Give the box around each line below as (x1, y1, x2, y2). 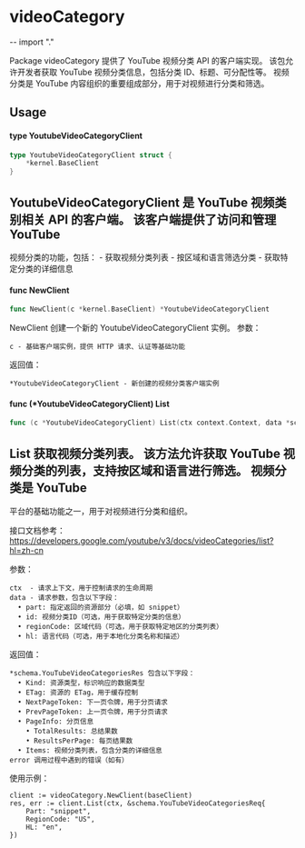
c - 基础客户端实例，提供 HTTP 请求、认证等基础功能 (9, 343, 186, 352)
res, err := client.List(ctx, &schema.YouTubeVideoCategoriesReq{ (9, 798, 266, 808)
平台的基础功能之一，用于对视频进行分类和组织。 (9, 505, 192, 516)
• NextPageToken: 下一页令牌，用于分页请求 (17, 697, 168, 706)
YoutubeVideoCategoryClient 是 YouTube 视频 (9, 195, 275, 210)
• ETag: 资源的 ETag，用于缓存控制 (17, 688, 139, 697)
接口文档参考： (9, 524, 65, 535)
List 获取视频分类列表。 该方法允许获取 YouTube (9, 445, 281, 461)
